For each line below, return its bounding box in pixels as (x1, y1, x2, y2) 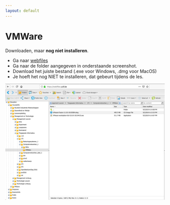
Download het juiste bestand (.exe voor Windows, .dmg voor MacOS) (12, 68, 157, 74)
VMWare (5, 30, 43, 42)
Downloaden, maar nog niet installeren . (5, 47, 89, 53)
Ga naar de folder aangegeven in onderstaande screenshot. (12, 62, 138, 69)
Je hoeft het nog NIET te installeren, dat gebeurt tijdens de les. (12, 74, 144, 80)
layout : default (5, 8, 39, 13)
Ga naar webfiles (12, 57, 48, 63)
